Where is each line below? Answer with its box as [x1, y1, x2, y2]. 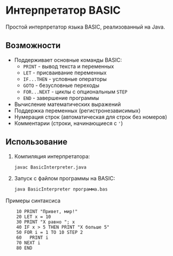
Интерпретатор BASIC [5, 4, 121, 17]
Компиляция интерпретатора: [14, 152, 90, 160]
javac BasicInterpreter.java [14, 164, 87, 170]
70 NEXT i [16, 240, 41, 246]
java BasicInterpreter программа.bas [14, 186, 108, 192]
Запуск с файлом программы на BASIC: [14, 175, 115, 182]
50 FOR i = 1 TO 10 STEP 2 [16, 230, 83, 236]
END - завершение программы [23, 94, 99, 101]
